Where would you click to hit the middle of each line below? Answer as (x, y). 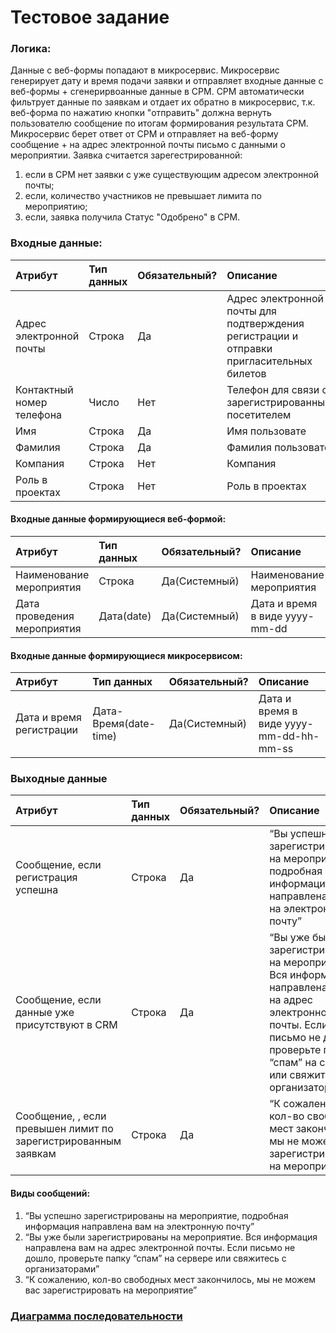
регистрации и (262, 336)
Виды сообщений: (50, 1193)
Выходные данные (59, 779)
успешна (37, 890)
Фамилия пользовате (278, 447)
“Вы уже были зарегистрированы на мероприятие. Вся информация (171, 1237)
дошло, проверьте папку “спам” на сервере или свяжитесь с (155, 1258)
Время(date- (124, 724)
